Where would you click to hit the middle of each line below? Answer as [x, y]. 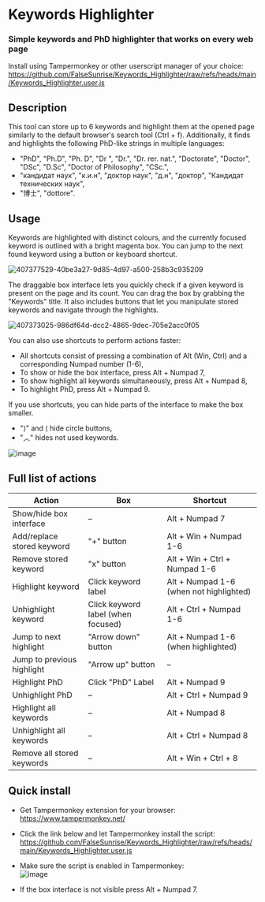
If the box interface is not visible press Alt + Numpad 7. [109, 889]
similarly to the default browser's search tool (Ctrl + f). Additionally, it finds [129, 135]
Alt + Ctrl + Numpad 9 [207, 695]
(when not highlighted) [209, 591]
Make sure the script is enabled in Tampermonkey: [102, 866]
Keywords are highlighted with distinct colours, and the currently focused [127, 237]
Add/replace [35, 536]
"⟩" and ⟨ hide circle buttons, [66, 428]
